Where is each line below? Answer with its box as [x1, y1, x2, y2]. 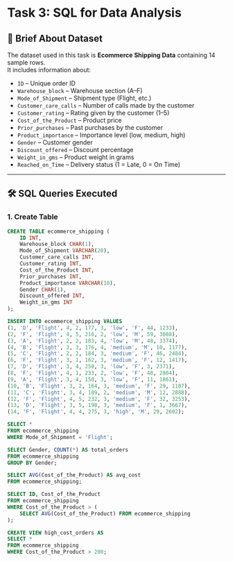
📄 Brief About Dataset [7, 33, 103, 44]
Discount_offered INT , [19, 292, 85, 299]
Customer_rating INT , [19, 261, 82, 267]
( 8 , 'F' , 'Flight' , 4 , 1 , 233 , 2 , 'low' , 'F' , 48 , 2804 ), [7, 370, 178, 377]
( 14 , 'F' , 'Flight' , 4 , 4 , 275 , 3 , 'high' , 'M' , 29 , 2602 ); [7, 408, 185, 415]
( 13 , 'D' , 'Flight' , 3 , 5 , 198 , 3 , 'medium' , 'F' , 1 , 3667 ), [7, 402, 188, 409]
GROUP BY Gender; [7, 459, 58, 466]
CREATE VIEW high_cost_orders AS [7, 529, 104, 536]
